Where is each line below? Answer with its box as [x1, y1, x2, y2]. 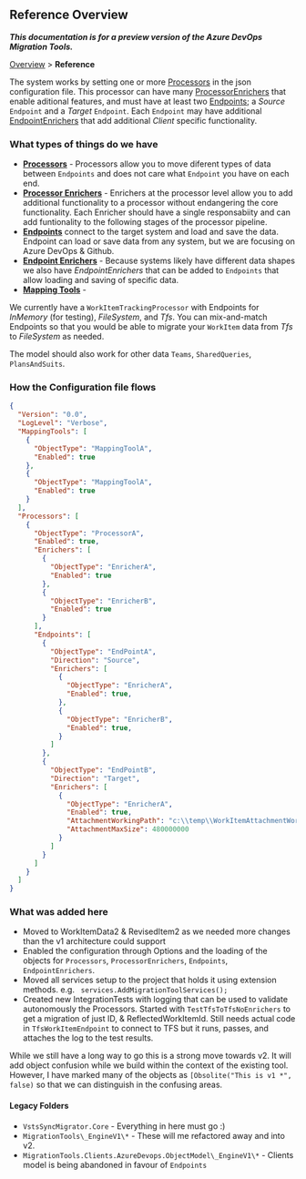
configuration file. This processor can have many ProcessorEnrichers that [9, 86, 287, 97]
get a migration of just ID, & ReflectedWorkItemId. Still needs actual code [22, 1013, 296, 1024]
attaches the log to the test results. [22, 1032, 154, 1043]
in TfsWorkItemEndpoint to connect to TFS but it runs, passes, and [22, 1023, 269, 1034]
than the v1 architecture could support [22, 936, 167, 947]
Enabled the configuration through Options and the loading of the [22, 946, 269, 957]
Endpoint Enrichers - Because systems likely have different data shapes [22, 255, 296, 267]
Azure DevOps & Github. [22, 246, 115, 257]
